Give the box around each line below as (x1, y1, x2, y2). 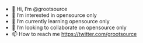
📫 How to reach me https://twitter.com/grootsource (11, 31, 137, 37)
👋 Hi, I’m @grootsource (11, 6, 68, 12)
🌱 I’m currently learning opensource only (11, 18, 110, 24)
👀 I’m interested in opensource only (11, 12, 97, 19)
